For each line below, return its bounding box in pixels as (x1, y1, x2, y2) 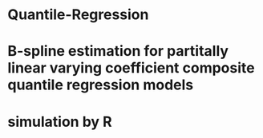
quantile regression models (7, 76, 194, 94)
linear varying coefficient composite (7, 59, 255, 77)
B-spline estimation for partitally (7, 42, 229, 61)
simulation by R (7, 112, 113, 131)
